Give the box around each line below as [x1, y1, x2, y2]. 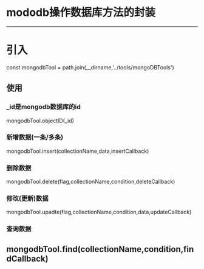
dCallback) [6, 253, 49, 264]
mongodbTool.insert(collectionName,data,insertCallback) [6, 147, 149, 155]
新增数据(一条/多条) [6, 133, 64, 142]
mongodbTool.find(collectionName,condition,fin [6, 244, 194, 254]
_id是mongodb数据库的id [6, 103, 81, 111]
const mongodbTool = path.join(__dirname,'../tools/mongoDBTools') [6, 63, 174, 71]
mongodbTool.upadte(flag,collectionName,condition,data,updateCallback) [6, 208, 192, 216]
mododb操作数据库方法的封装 [6, 5, 156, 19]
